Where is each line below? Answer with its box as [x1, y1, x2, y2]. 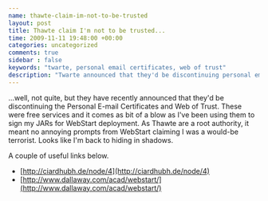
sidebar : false [8, 57, 62, 65]
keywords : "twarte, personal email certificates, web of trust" [8, 64, 227, 72]
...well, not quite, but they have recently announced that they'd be [8, 93, 225, 102]
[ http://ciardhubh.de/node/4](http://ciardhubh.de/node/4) [19, 166, 210, 175]
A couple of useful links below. [8, 151, 109, 160]
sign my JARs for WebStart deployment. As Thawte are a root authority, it [8, 118, 250, 128]
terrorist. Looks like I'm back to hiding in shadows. [8, 135, 174, 144]
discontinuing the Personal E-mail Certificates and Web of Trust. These [8, 101, 242, 111]
